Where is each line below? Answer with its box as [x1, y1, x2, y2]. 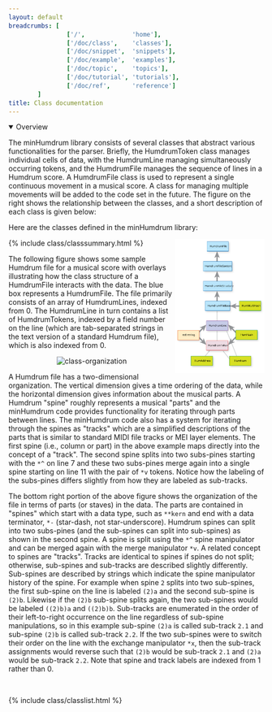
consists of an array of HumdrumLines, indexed [8, 297, 168, 307]
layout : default [8, 13, 63, 21]
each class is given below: [8, 207, 97, 217]
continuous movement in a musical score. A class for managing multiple [8, 181, 249, 191]
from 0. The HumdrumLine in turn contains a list [8, 306, 169, 316]
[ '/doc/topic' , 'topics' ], [66, 65, 169, 73]
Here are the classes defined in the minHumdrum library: [8, 223, 199, 232]
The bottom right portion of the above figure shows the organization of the [8, 492, 258, 501]
